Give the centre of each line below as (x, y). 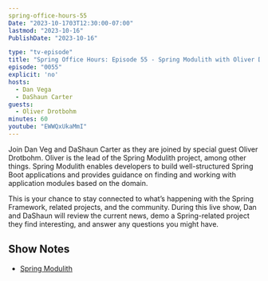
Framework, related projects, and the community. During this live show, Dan (132, 207)
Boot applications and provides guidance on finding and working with (122, 174)
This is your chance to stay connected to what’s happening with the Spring (131, 198)
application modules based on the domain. (78, 183)
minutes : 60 (28, 119)
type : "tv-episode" (41, 53)
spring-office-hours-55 (48, 16)
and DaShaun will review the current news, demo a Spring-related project (129, 216)
